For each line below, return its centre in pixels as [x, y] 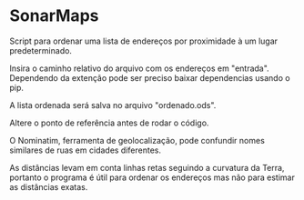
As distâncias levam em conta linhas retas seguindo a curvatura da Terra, [147, 167]
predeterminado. [41, 50]
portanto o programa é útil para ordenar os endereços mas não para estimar [152, 177]
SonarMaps [54, 16]
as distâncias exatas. [49, 186]
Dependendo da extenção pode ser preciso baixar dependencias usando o [150, 77]
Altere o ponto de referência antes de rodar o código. [109, 123]
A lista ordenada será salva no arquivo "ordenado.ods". [113, 105]
